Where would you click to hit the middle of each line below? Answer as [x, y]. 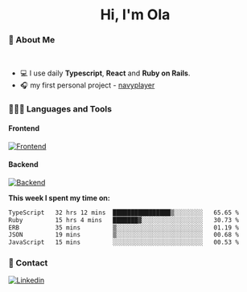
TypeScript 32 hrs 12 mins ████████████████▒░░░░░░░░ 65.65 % [124, 213]
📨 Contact [28, 263]
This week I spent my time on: [59, 197]
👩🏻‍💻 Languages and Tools [60, 109]
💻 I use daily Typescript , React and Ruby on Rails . [105, 73]
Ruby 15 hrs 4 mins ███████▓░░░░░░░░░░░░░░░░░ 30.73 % [124, 220]
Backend [23, 164]
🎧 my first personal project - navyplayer [87, 85]
